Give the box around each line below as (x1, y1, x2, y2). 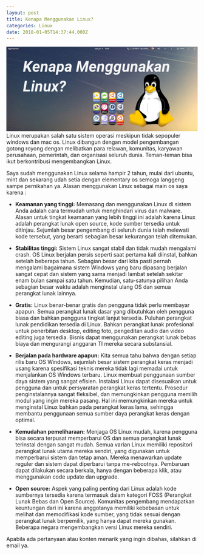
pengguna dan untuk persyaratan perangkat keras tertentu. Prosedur (15, 384, 188, 391)
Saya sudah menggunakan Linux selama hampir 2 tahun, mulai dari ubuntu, (6, 169, 194, 177)
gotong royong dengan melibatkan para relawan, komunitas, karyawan (6, 144, 183, 152)
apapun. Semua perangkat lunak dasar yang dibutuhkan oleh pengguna (15, 308, 194, 315)
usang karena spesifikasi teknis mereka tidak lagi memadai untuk (15, 365, 178, 372)
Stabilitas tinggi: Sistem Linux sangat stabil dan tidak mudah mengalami (15, 244, 197, 252)
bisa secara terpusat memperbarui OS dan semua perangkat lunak (15, 434, 182, 442)
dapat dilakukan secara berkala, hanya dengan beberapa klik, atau (15, 466, 182, 474)
